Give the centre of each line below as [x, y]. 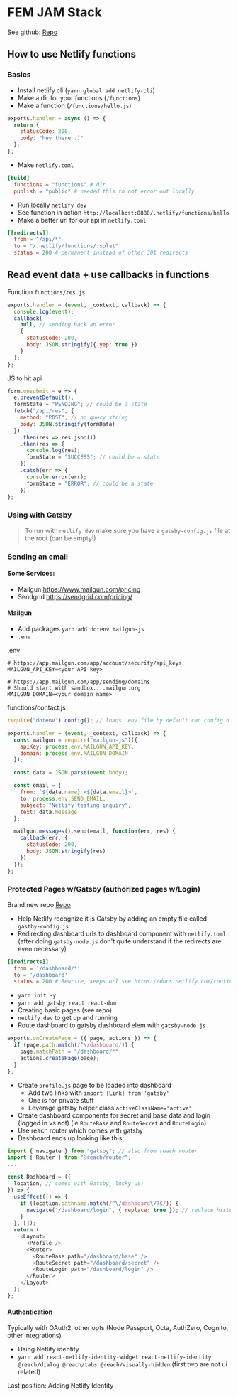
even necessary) [42, 948]
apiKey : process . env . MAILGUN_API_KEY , [77, 746]
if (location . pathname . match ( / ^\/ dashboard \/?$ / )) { [100, 1203]
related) [29, 1372]
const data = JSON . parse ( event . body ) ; [71, 773]
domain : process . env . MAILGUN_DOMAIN [74, 753]
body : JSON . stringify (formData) [68, 424]
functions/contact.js [36, 707]
